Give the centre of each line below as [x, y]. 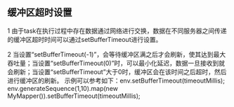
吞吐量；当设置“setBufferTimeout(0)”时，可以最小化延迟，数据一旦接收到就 [116, 63]
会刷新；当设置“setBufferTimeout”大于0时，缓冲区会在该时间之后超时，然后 [117, 71]
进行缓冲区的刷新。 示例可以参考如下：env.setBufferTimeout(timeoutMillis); [116, 80]
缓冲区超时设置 [40, 13]
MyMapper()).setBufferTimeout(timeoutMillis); [74, 96]
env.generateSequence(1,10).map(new [63, 88]
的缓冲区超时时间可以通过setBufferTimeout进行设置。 [85, 39]
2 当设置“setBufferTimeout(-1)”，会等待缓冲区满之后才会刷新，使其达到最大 [117, 54]
